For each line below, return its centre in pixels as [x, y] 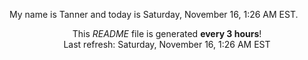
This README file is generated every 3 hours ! [167, 33]
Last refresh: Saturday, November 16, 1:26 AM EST [167, 44]
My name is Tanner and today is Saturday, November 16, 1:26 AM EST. [154, 14]
